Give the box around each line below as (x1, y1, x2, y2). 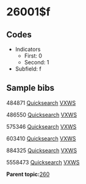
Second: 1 (24, 59, 49, 66)
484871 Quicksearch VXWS (6, 99, 76, 106)
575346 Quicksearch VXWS (6, 123, 77, 130)
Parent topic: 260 (6, 171, 50, 178)
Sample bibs (6, 83, 55, 93)
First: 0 (24, 52, 43, 59)
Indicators (15, 45, 41, 53)
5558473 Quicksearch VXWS (6, 158, 80, 166)
